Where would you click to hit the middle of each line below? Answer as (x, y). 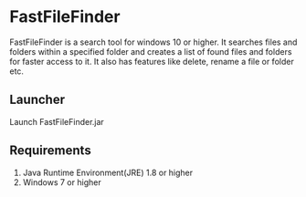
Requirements (50, 151)
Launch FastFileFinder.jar (57, 121)
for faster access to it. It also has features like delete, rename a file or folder (152, 61)
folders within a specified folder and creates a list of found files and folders (151, 51)
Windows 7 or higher (62, 182)
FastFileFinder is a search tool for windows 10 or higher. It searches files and (153, 42)
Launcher (37, 100)
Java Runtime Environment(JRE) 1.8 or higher (108, 172)
